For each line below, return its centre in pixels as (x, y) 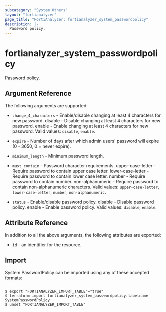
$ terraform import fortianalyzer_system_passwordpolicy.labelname (77, 296)
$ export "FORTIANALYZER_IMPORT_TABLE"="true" (54, 291)
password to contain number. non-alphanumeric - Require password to (85, 181)
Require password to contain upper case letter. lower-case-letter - (80, 171)
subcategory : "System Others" (37, 10)
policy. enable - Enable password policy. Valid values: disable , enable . (85, 207)
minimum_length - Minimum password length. (58, 156)
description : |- (22, 24)
